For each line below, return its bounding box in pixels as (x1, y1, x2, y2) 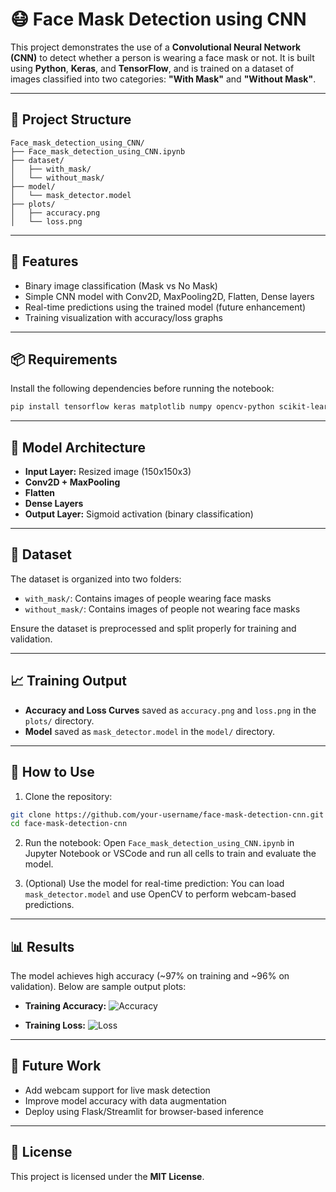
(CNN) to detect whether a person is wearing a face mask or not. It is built (10, 51, 315, 63)
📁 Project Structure (10, 111, 132, 128)
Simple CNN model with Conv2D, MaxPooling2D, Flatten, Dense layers (24, 290, 315, 302)
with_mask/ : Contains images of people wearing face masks (24, 592, 272, 604)
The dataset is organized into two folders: (10, 573, 182, 585)
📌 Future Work (10, 1058, 102, 1075)
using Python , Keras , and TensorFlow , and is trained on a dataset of (10, 62, 295, 74)
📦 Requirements (10, 351, 118, 368)
